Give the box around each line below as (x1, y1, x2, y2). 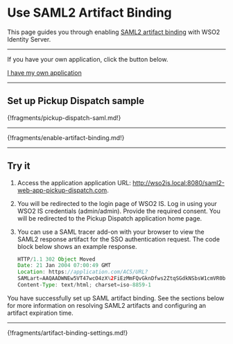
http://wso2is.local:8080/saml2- (132, 178, 225, 187)
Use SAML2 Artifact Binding (7, 5, 172, 21)
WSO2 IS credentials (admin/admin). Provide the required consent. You (17, 207, 221, 215)
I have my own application (7, 68, 82, 77)
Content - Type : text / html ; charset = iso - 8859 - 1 (17, 282, 151, 289)
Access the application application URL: (17, 178, 132, 187)
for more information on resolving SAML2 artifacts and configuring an (7, 301, 207, 309)
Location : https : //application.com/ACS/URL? (17, 268, 148, 275)
